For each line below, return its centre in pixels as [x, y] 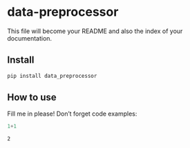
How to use [32, 97]
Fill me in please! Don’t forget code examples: [72, 114]
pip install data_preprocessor [52, 76]
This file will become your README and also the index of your [95, 31]
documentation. [30, 38]
